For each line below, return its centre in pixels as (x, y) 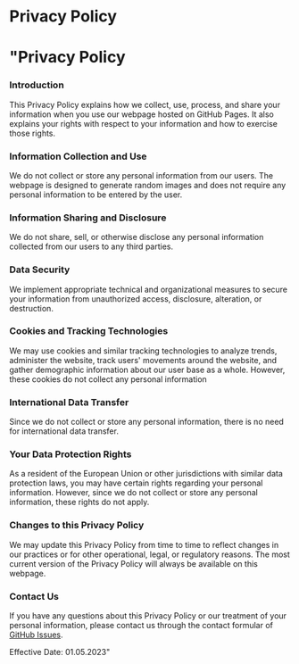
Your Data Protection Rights (71, 454)
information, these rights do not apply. (79, 502)
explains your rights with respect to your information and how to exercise (144, 123)
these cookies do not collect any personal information (108, 379)
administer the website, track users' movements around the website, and (143, 360)
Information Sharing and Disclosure (88, 218)
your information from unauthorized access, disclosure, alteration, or (136, 299)
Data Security (40, 270)
